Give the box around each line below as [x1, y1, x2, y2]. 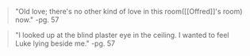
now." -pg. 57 [14, 15, 60, 24]
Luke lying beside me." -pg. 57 [14, 39, 116, 48]
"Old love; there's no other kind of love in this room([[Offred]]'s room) [14, 7, 243, 16]
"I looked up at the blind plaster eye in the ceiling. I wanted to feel [14, 31, 229, 39]
